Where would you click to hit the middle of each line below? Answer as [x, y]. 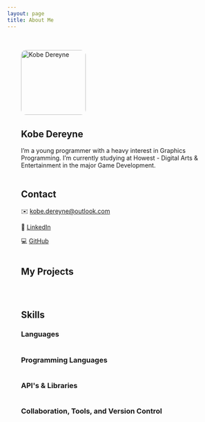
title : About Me [30, 20]
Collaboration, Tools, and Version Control [91, 411]
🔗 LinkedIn [36, 227]
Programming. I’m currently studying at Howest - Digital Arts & [109, 158]
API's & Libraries [49, 386]
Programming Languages [65, 360]
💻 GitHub [35, 241]
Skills [33, 314]
